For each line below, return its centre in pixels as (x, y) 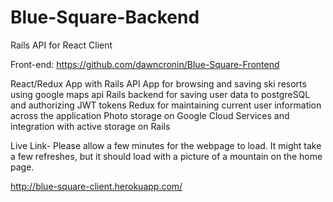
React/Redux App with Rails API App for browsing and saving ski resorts (158, 83)
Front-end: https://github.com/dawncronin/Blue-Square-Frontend (145, 64)
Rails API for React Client (61, 45)
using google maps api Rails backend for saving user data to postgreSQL (160, 94)
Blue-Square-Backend (105, 17)
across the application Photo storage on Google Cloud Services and (150, 115)
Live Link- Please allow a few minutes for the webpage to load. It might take (166, 145)
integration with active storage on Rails (90, 126)
